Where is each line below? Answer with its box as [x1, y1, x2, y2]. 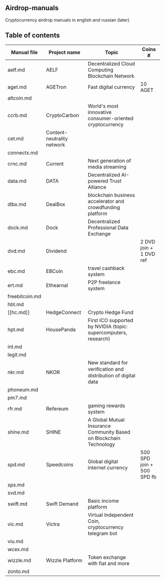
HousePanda [46, 326, 76, 333]
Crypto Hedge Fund [87, 309, 134, 316]
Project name [48, 49, 81, 55]
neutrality [46, 135, 68, 142]
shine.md [7, 428, 29, 435]
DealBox [46, 201, 65, 208]
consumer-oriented [87, 115, 134, 122]
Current [46, 160, 64, 167]
